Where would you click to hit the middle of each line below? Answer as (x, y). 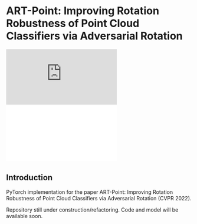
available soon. (24, 216)
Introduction (29, 178)
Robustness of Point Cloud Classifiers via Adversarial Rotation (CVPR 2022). (99, 198)
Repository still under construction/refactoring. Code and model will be (92, 210)
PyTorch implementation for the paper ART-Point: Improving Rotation (90, 192)
